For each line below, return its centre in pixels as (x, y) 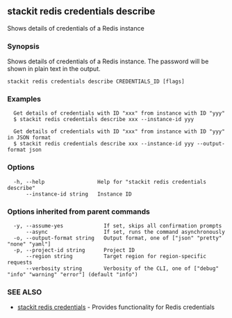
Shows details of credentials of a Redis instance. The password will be (108, 61)
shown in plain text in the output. (54, 69)
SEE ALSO (25, 292)
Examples (24, 99)
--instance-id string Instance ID (78, 194)
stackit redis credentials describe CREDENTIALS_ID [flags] (96, 82)
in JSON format (29, 138)
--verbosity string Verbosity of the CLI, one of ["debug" (122, 269)
